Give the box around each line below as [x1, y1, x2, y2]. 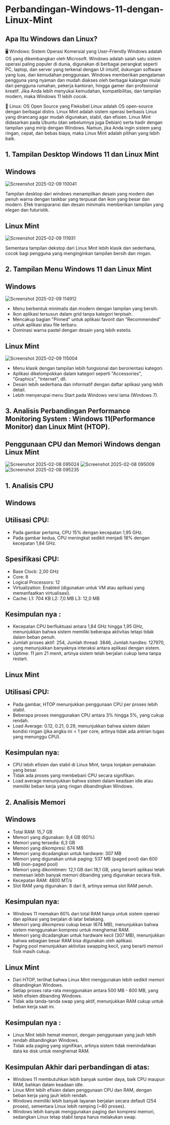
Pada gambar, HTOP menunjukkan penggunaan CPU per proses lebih [12, 701, 158, 707]
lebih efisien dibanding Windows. [12, 993, 83, 999]
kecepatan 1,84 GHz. [12, 540, 57, 546]
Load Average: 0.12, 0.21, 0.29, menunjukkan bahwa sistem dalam [12, 723, 150, 729]
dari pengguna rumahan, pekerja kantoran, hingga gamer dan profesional [5, 83, 158, 88]
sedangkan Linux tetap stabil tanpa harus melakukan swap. [12, 1114, 137, 1120]
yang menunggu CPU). [12, 733, 61, 739]
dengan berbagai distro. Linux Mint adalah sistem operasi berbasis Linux [5, 109, 157, 115]
